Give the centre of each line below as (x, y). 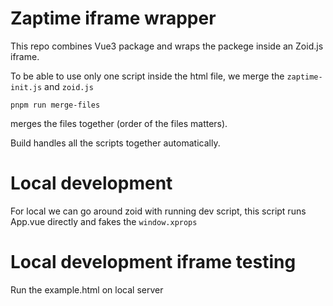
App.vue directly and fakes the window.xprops (104, 221)
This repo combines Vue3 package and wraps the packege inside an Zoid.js (167, 46)
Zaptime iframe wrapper (113, 18)
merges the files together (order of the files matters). (119, 123)
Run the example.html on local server (87, 289)
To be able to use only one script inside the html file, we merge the (147, 76)
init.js (26, 87)
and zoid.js (69, 86)
